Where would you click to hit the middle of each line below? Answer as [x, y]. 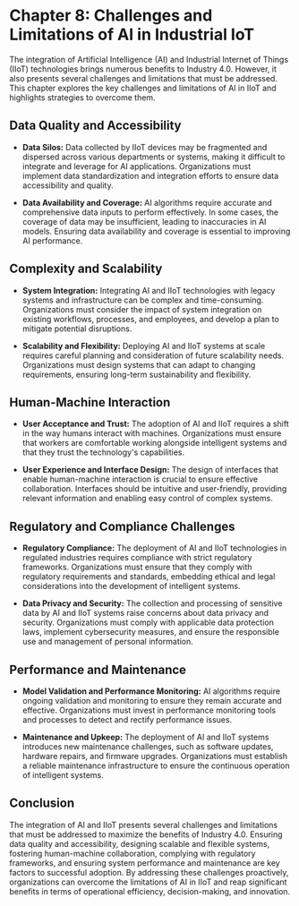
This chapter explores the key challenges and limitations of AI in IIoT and [143, 88]
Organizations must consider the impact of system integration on [142, 309]
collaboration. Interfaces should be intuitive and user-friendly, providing [154, 489]
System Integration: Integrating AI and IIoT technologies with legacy [149, 290]
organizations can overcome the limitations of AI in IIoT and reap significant [148, 882]
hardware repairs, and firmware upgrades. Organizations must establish [155, 756]
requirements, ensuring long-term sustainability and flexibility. [137, 374]
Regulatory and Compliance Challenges [122, 526]
